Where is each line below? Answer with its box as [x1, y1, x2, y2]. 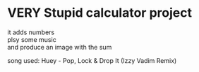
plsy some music [7, 35, 56, 43]
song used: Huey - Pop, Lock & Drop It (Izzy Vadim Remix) [7, 56, 177, 64]
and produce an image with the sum [7, 43, 112, 51]
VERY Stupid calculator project [7, 5, 193, 21]
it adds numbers [7, 28, 55, 36]
